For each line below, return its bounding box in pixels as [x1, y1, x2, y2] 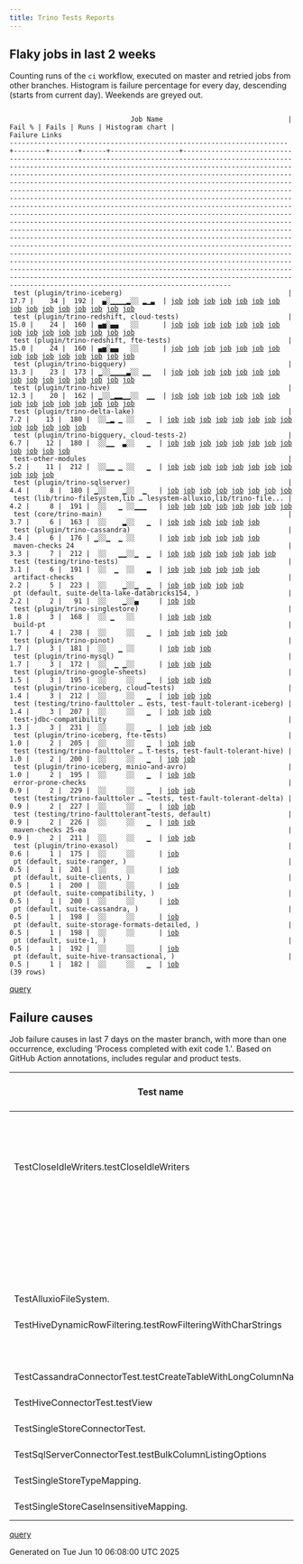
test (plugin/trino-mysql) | [13, 652, 293, 662]
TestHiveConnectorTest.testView [14, 1396, 153, 1409]
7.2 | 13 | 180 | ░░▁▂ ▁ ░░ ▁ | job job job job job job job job [9, 415, 293, 424]
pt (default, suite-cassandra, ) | [13, 904, 293, 914]
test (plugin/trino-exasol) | [13, 841, 293, 851]
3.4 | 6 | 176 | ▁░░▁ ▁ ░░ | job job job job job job [9, 533, 260, 542]
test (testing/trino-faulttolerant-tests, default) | [13, 810, 293, 819]
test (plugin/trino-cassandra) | [13, 525, 293, 535]
